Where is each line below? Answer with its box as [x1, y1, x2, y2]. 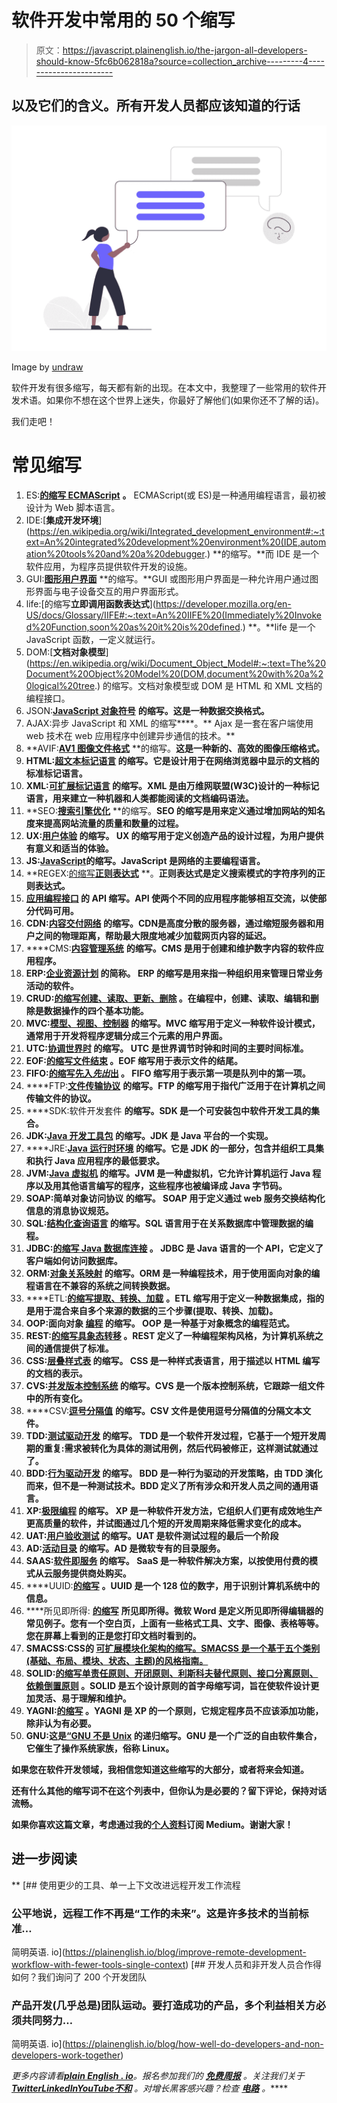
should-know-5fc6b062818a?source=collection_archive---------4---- [35, 55, 325, 67]
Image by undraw [11, 361, 84, 373]
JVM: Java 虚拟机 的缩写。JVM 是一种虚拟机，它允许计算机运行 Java [25, 1167, 311, 1179]
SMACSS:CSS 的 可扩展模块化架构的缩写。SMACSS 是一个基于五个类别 [25, 1642, 321, 1654]
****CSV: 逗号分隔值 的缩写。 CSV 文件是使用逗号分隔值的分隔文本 [25, 1404, 303, 1416]
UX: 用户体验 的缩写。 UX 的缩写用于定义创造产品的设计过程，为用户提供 [25, 829, 324, 841]
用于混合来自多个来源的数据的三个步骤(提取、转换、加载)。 [34, 1304, 279, 1316]
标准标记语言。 [25, 767, 88, 779]
